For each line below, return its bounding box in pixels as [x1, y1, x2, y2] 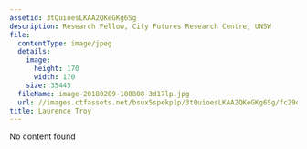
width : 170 [33, 73, 76, 82]
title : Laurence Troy [9, 106, 92, 115]
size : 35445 [26, 81, 71, 90]
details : [17, 47, 51, 56]
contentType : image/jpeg [17, 38, 112, 48]
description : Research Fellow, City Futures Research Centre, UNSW [9, 22, 272, 31]
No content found [9, 131, 76, 142]
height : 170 [33, 65, 79, 74]
